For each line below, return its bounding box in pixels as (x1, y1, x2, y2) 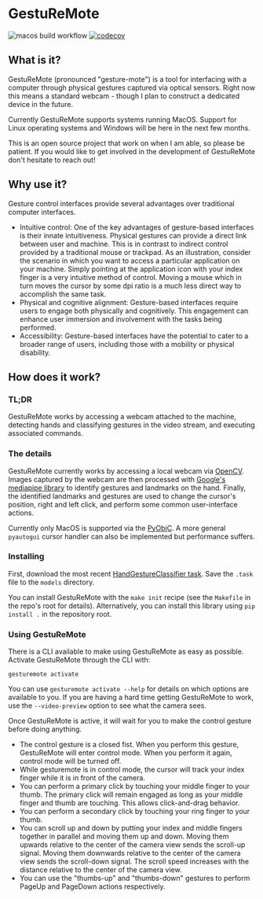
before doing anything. (8, 724, 82, 734)
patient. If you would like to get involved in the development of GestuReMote (8, 146, 256, 156)
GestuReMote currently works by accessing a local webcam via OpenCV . (8, 466, 245, 476)
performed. (19, 322, 57, 332)
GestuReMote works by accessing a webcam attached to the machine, (8, 412, 237, 422)
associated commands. (8, 429, 84, 438)
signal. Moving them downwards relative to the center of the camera (19, 849, 241, 858)
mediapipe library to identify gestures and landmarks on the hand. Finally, (8, 483, 247, 492)
